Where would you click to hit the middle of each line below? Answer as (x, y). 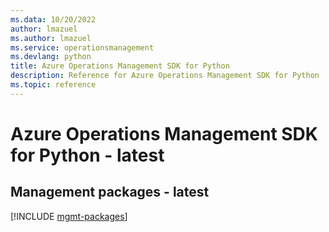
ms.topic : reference (53, 85)
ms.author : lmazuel (51, 38)
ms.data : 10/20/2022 (53, 19)
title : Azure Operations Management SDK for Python (120, 66)
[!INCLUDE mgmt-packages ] (69, 216)
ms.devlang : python (51, 57)
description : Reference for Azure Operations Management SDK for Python (165, 76)
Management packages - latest (110, 192)
